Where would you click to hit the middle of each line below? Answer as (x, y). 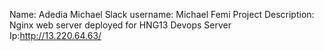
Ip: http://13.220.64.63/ (55, 35)
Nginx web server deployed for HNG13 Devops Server (120, 25)
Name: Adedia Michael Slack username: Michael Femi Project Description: (162, 14)
